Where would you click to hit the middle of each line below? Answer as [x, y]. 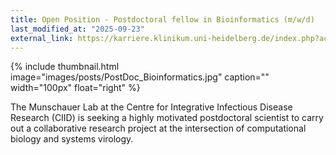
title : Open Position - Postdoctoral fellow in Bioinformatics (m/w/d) [162, 19]
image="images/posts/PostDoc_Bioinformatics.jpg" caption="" [140, 77]
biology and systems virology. [72, 139]
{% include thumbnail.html [65, 67]
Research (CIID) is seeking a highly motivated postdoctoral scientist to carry [167, 118]
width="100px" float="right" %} [75, 88]
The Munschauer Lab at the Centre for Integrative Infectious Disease [151, 107]
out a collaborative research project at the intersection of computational [158, 128]
